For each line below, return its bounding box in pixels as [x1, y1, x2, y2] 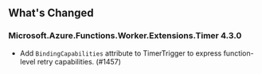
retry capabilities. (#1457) [37, 56, 122, 66]
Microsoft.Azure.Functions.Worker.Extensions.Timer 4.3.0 [8, 30, 242, 41]
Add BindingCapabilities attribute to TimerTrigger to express [19, 48, 222, 58]
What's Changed [8, 6, 94, 20]
